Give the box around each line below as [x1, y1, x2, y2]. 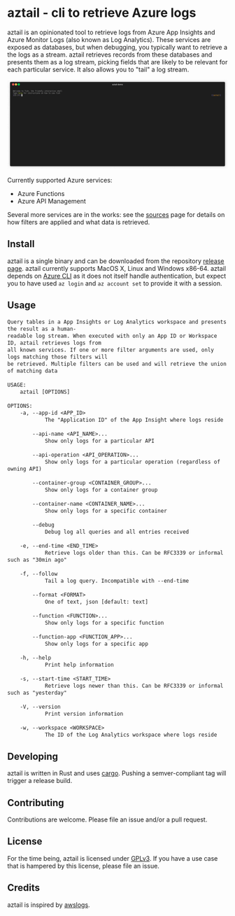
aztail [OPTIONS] [20, 388, 71, 396]
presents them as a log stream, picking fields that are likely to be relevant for [7, 57, 228, 66]
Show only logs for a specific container [44, 507, 168, 515]
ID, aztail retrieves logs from [7, 339, 101, 347]
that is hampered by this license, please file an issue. [7, 861, 159, 870]
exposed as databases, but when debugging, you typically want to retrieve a [7, 43, 228, 51]
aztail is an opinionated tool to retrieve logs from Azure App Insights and [7, 28, 215, 36]
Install [7, 238, 35, 250]
